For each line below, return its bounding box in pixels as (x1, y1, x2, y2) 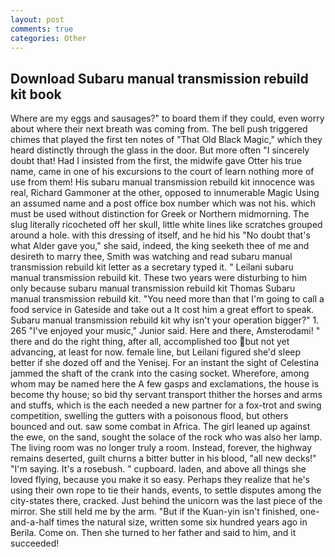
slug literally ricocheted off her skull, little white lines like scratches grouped (10, 219, 323, 231)
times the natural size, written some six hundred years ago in (56, 516, 308, 528)
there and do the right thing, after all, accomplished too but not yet (10, 336, 290, 348)
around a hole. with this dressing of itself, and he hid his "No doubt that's (10, 229, 311, 241)
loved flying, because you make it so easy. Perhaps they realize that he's (10, 474, 310, 486)
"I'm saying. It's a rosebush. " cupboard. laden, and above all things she (10, 463, 307, 475)
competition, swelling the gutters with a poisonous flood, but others (10, 410, 289, 422)
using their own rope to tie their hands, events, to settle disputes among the (10, 484, 322, 496)
